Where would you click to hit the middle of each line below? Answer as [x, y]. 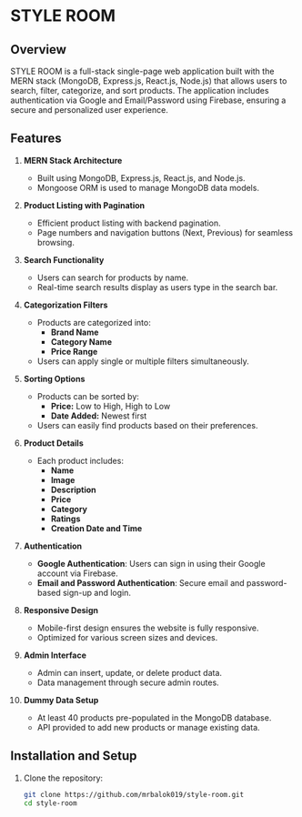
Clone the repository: [63, 778]
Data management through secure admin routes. [128, 682]
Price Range [74, 351]
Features [36, 139]
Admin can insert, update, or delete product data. [129, 672]
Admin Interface [55, 655]
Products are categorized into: [94, 322]
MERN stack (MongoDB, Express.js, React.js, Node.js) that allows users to [149, 81]
